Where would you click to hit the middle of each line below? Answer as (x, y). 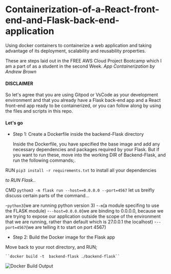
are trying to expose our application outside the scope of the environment (83, 217)
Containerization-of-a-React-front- (82, 9)
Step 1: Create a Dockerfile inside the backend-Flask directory (78, 134)
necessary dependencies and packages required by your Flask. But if (86, 150)
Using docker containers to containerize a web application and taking (79, 45)
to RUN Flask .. (20, 180)
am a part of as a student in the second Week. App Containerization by (80, 66)
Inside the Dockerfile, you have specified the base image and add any (86, 144)
